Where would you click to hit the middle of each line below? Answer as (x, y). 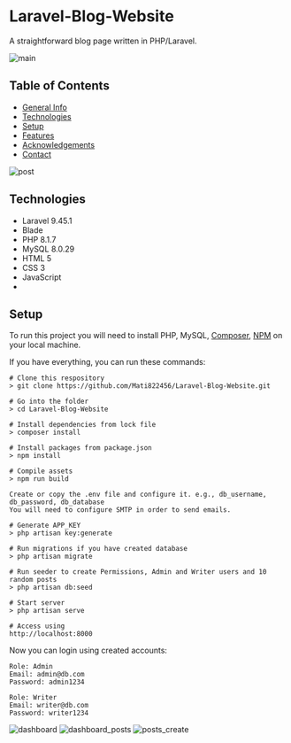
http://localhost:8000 (51, 634)
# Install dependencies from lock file (83, 425)
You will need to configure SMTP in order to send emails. (120, 510)
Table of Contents (60, 86)
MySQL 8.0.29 (48, 249)
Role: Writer (33, 698)
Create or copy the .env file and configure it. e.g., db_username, (138, 495)
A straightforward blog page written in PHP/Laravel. (103, 41)
